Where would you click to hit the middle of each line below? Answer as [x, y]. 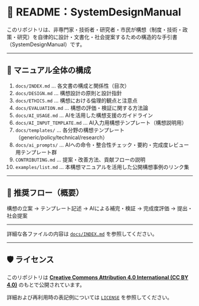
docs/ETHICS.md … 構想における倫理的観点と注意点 [76, 100]
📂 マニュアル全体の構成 [49, 71]
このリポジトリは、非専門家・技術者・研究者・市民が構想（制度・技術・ [94, 30]
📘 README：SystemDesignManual [94, 12]
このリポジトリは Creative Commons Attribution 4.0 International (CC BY [97, 278]
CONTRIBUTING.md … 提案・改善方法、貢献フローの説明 [80, 159]
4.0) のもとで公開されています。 [46, 285]
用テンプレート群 [36, 152]
